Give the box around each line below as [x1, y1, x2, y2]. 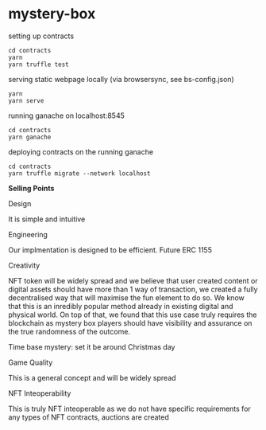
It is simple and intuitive [8, 214, 86, 224]
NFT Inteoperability [8, 388, 71, 398]
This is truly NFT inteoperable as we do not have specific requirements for [8, 404, 252, 413]
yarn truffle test [8, 61, 69, 68]
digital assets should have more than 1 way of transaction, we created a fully [8, 284, 258, 294]
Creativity [8, 260, 40, 270]
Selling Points [8, 183, 55, 193]
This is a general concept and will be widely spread [8, 373, 176, 382]
